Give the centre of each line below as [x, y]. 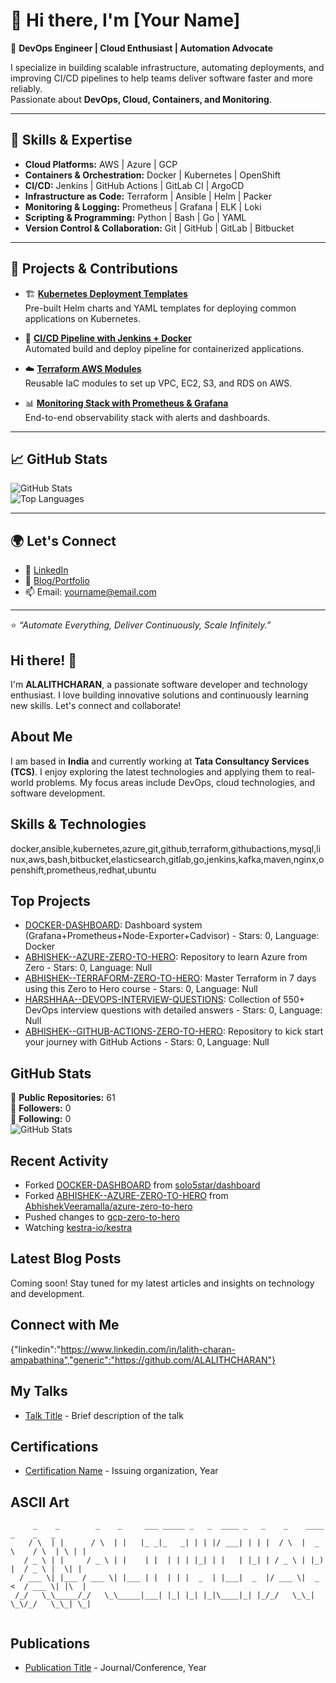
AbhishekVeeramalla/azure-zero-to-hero [108, 1206]
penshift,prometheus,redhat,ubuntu [83, 870]
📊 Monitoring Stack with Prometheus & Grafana [126, 403]
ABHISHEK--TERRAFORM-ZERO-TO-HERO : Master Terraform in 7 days [170, 978]
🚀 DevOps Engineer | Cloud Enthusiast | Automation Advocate [142, 48]
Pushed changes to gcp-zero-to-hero [102, 1217]
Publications [50, 1643]
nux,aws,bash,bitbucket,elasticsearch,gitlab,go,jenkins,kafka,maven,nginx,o [167, 859]
